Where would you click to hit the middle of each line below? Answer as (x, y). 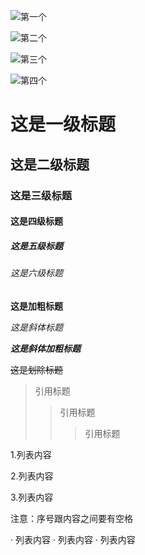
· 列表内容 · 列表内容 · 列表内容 (73, 539)
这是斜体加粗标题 (45, 348)
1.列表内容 (31, 454)
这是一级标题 (63, 124)
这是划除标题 (36, 369)
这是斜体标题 (36, 327)
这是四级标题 (36, 221)
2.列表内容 (32, 476)
